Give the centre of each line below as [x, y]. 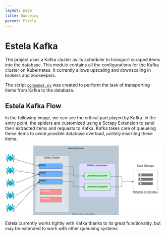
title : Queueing [22, 16]
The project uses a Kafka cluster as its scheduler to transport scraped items [83, 60]
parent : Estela [21, 21]
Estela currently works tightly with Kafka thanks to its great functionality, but [83, 223]
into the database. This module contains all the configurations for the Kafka [82, 65]
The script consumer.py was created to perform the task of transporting [78, 85]
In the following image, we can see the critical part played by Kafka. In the [81, 118]
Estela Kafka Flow [33, 106]
